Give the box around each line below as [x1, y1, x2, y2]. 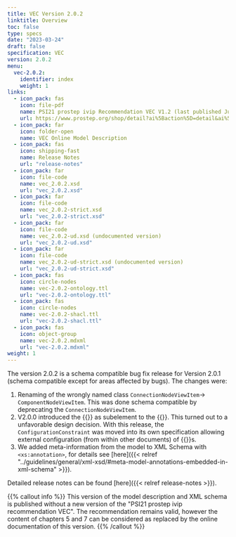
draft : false [7, 43, 46, 50]
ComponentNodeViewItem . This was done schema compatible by [17, 398, 197, 406]
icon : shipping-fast [20, 148, 80, 155]
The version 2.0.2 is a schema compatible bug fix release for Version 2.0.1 [7, 370, 221, 378]
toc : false [7, 23, 39, 30]
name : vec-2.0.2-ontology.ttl [20, 285, 109, 292]
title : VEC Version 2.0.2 [7, 10, 83, 18]
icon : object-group [20, 330, 77, 337]
